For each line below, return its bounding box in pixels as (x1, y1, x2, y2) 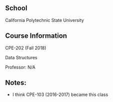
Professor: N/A (5, 64, 36, 70)
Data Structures (5, 54, 37, 60)
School (5, 4, 27, 12)
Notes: (5, 79, 26, 87)
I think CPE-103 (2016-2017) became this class (12, 92, 109, 98)
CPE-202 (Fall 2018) (5, 45, 46, 51)
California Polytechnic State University (5, 17, 84, 23)
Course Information (5, 32, 67, 40)
